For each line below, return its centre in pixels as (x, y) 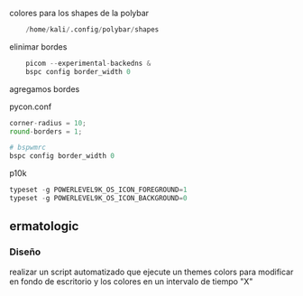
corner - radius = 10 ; (48, 123)
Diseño (25, 252)
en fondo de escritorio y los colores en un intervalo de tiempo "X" (131, 281)
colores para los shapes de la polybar (79, 13)
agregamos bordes (45, 88)
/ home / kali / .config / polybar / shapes (92, 30)
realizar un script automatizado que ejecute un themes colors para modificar (151, 272)
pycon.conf (31, 106)
